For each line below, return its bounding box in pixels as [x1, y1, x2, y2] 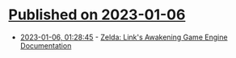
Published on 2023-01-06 [8, 6, 186, 24]
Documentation [19, 40, 72, 50]
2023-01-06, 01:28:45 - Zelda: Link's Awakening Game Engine [19, 32, 228, 42]
